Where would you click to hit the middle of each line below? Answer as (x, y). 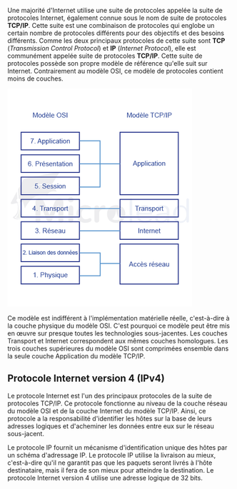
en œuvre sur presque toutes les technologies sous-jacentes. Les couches (117, 333)
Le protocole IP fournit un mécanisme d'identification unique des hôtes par (117, 447)
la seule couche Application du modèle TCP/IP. (76, 356)
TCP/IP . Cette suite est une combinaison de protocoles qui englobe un (111, 25)
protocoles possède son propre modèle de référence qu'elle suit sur (108, 63)
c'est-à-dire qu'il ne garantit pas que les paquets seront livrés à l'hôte (110, 463)
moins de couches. (35, 79)
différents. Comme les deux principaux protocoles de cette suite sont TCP (116, 41)
